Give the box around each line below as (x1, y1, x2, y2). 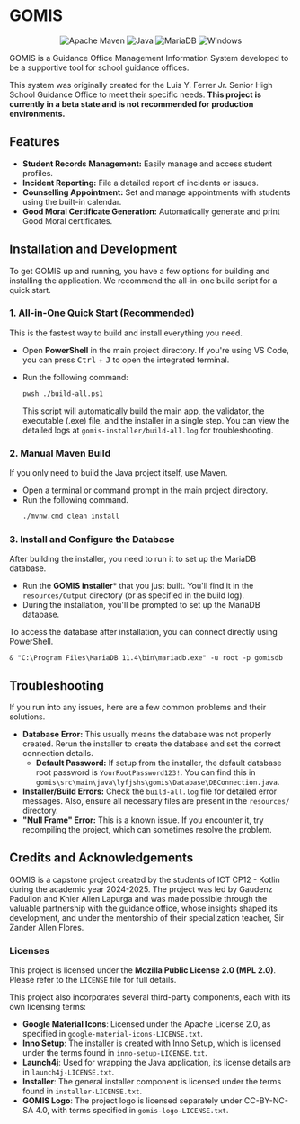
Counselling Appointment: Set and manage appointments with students (22, 186, 291, 198)
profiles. (22, 167, 54, 178)
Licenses (9, 944, 50, 957)
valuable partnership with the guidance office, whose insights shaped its (9, 903, 278, 914)
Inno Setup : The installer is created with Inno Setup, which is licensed (22, 1038, 281, 1048)
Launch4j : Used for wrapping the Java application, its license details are (22, 1057, 292, 1068)
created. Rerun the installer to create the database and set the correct (22, 738, 281, 749)
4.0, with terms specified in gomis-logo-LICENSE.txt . (35, 1105, 229, 1116)
